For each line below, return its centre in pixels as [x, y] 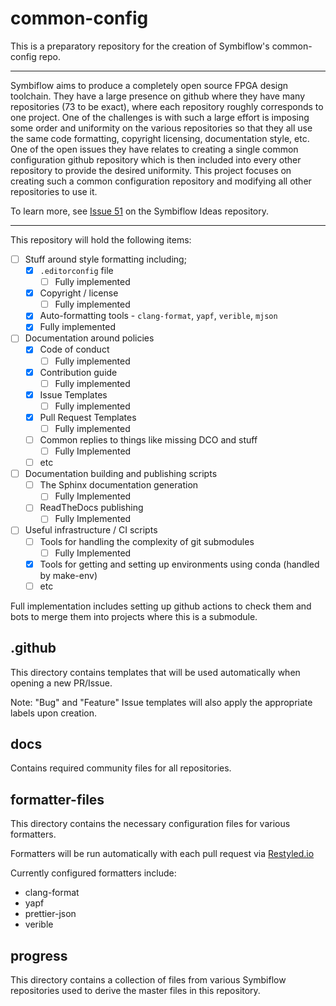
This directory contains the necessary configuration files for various [150, 824]
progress [39, 955]
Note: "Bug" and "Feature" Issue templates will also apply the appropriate [161, 702]
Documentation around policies [89, 338]
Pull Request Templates [88, 417]
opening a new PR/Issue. [61, 683]
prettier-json [50, 914]
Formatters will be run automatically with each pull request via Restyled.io [162, 854]
